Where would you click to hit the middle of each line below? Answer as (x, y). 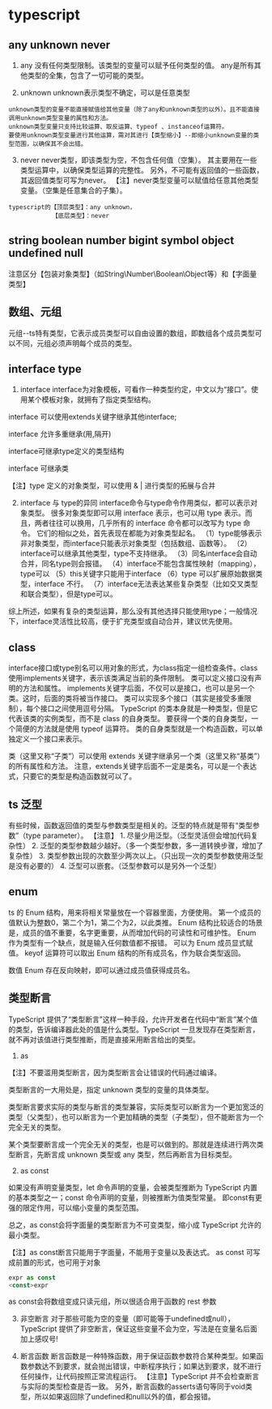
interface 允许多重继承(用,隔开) (60, 434)
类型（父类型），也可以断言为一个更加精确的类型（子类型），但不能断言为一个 (136, 1117)
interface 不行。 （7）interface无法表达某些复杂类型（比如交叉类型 (147, 584)
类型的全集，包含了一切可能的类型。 (87, 75)
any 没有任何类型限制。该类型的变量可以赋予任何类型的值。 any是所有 (137, 65)
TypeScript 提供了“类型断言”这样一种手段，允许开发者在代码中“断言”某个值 (133, 1019)
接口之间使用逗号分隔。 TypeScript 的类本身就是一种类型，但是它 (149, 709)
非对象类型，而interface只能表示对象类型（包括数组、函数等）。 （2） (136, 544)
